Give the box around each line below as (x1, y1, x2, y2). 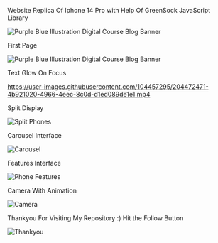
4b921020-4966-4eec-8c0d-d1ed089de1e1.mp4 (7, 90, 151, 98)
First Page (7, 41, 38, 49)
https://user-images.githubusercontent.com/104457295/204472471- (7, 82, 209, 91)
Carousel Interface (7, 131, 62, 139)
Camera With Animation (7, 186, 77, 195)
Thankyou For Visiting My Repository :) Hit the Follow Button (7, 214, 184, 222)
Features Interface (7, 159, 62, 167)
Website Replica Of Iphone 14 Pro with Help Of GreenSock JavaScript (7, 6, 211, 14)
